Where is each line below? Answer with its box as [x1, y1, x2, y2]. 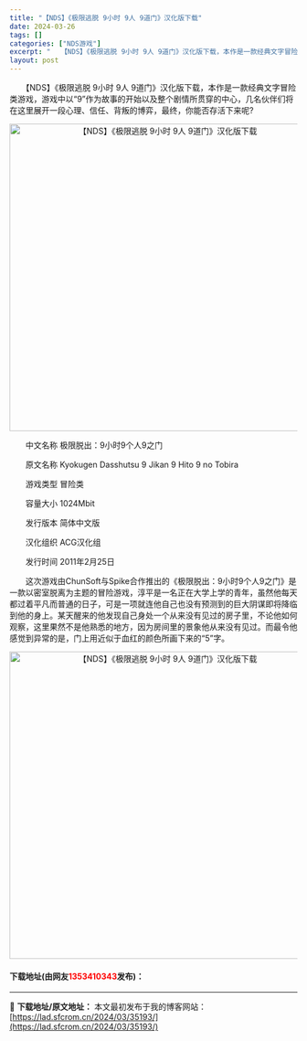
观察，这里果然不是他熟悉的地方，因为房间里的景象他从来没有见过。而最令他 [9, 621, 298, 632]
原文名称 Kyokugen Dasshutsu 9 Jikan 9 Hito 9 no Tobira [25, 459, 239, 470]
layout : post [9, 56, 59, 65]
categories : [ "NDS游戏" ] [9, 38, 101, 48]
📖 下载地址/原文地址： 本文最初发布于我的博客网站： [9, 1002, 207, 1013]
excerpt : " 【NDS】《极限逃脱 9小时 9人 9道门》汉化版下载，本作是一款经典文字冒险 [9, 48, 299, 57]
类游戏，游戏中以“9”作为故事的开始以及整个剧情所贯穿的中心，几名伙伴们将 [9, 93, 294, 104]
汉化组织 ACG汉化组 [25, 536, 101, 547]
